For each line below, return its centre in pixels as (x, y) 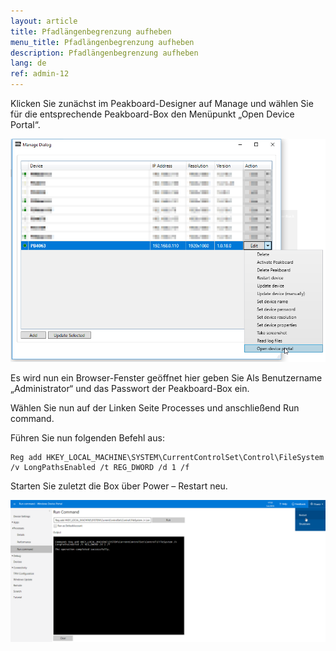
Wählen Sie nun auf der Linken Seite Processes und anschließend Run (155, 408)
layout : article (44, 21)
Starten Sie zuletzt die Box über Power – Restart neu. (119, 486)
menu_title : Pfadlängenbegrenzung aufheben (102, 42)
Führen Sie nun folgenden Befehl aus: (87, 438)
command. (32, 419)
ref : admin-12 (40, 74)
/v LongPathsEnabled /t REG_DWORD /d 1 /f (100, 468)
